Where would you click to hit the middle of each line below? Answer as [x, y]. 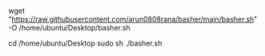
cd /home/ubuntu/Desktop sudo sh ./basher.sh [85, 43]
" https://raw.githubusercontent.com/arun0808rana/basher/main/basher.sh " [133, 19]
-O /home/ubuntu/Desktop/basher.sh [69, 28]
